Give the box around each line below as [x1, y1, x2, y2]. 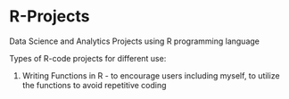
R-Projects [9, 6, 90, 27]
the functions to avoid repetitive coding [21, 79, 167, 90]
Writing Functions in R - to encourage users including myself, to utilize [21, 70, 280, 81]
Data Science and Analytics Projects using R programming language [9, 36, 260, 46]
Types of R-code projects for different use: [9, 53, 167, 63]
